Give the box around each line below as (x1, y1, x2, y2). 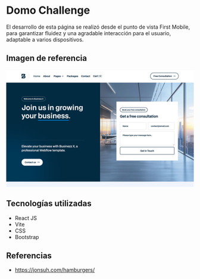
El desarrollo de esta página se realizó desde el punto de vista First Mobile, (6, 23, 190, 30)
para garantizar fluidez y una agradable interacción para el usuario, (6, 29, 171, 36)
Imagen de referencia (6, 53, 87, 63)
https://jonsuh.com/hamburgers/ (14, 266, 95, 274)
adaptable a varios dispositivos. (6, 36, 84, 43)
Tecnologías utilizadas (6, 199, 92, 209)
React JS (14, 214, 37, 221)
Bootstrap (14, 233, 39, 240)
